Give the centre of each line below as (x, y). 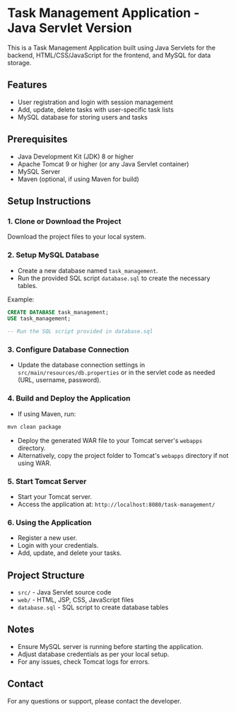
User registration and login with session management (95, 102)
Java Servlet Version (70, 28)
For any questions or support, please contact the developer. (94, 701)
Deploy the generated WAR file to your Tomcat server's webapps (110, 440)
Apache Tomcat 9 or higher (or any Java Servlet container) (103, 163)
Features (27, 85)
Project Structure (46, 575)
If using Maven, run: (47, 414)
